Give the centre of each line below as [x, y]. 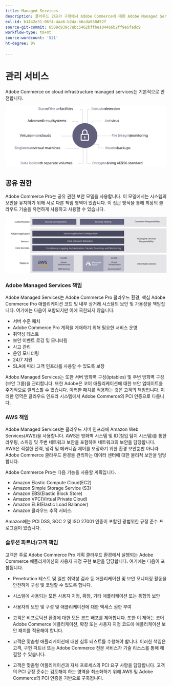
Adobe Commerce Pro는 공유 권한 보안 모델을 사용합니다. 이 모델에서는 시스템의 [86, 196]
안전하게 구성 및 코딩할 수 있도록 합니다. [52, 585]
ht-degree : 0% [20, 44]
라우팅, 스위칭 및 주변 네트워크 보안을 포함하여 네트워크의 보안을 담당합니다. [80, 442]
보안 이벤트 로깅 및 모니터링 [40, 340]
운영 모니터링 [26, 353]
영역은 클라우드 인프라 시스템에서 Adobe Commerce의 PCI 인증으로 [83, 396]
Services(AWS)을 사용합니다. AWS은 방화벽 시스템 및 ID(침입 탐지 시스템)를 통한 [86, 436]
